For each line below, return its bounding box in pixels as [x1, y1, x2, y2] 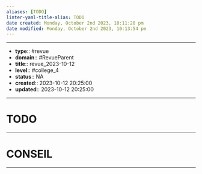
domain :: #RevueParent [14, 54, 74, 61]
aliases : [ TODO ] [6, 8, 47, 15]
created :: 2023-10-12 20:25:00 [14, 79, 93, 87]
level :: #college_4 [14, 67, 59, 74]
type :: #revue [14, 47, 49, 55]
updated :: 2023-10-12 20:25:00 [14, 86, 94, 93]
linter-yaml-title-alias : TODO [6, 14, 85, 20]
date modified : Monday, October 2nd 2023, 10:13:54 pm [6, 25, 147, 32]
